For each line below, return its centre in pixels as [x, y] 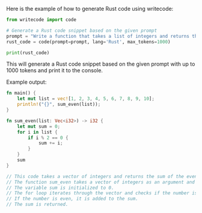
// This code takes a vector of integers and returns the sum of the [95, 176]
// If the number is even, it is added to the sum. [72, 199]
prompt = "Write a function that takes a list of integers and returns [98, 36]
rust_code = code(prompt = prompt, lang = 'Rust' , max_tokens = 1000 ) [88, 42]
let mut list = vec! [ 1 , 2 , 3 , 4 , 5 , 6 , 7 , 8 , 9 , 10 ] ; [86, 99]
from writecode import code [41, 20]
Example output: [26, 82]
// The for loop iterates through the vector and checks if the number [98, 193]
